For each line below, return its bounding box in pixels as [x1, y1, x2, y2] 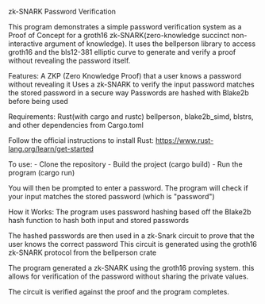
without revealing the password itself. [8, 56, 131, 65]
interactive [8, 39, 44, 48]
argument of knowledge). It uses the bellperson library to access [44, 39, 256, 48]
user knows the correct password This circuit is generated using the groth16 [8, 240, 258, 248]
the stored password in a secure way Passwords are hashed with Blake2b [8, 88, 249, 98]
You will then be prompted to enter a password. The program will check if [8, 183, 248, 193]
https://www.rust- [156, 136, 214, 145]
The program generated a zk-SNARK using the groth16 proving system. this [8, 264, 255, 272]
